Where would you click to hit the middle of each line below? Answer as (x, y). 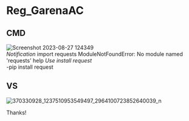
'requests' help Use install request (49, 60)
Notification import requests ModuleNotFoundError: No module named (95, 54)
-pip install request (30, 67)
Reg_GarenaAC (45, 11)
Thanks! (16, 112)
